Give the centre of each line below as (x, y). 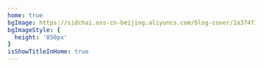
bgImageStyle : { (34, 30)
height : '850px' (41, 37)
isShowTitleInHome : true (48, 52)
